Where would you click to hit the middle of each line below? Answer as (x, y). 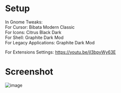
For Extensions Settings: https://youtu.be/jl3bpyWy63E (60, 52)
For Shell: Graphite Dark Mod (34, 37)
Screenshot (29, 72)
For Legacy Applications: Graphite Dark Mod (50, 42)
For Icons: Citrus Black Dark (33, 32)
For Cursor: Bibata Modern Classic (40, 27)
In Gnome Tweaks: (24, 22)
